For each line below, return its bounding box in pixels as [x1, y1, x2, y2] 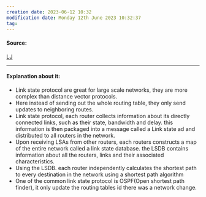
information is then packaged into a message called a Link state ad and [15, 125, 196, 132]
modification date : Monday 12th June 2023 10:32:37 [6, 15, 141, 21]
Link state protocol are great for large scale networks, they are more [15, 86, 188, 94]
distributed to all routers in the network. [15, 132, 115, 139]
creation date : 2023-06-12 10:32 [6, 9, 92, 15]
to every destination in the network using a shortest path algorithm [15, 171, 184, 178]
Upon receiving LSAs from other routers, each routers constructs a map [15, 138, 197, 146]
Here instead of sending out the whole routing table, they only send [15, 99, 186, 106]
